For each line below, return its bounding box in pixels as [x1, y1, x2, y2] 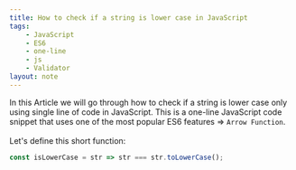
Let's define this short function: [9, 135, 126, 146]
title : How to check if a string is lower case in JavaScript [9, 13, 248, 23]
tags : [9, 22, 30, 31]
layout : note [9, 72, 59, 81]
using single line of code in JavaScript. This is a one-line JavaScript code [9, 106, 282, 118]
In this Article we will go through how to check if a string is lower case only [9, 97, 288, 108]
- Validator [25, 64, 70, 73]
